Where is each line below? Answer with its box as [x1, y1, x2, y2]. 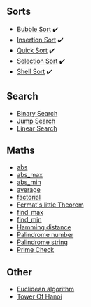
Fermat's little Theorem [16, 200, 85, 209]
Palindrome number [16, 231, 74, 239]
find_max [16, 208, 43, 217]
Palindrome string [16, 238, 68, 246]
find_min [16, 215, 42, 224]
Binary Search [16, 109, 58, 117]
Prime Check [16, 246, 55, 254]
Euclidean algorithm [16, 285, 75, 294]
